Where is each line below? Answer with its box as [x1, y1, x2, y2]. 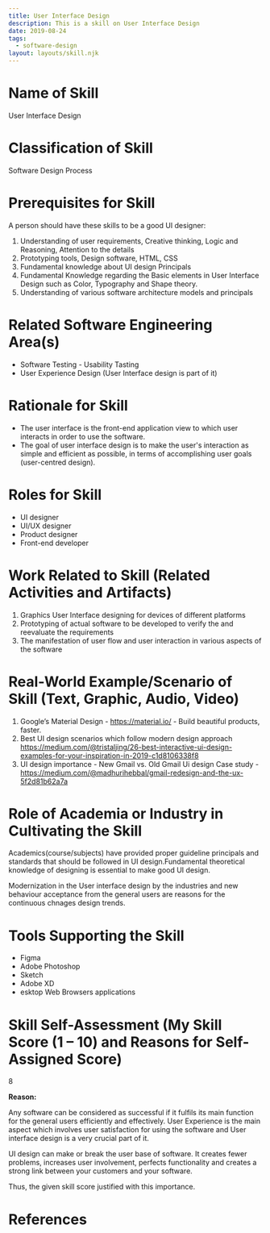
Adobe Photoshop [19, 961, 81, 972]
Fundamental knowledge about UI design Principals [19, 261, 192, 271]
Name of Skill [8, 84, 99, 102]
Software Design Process [8, 165, 93, 175]
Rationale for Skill [8, 396, 129, 414]
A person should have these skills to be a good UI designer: [8, 220, 206, 230]
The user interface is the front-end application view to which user [19, 423, 239, 432]
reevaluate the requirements [19, 627, 114, 637]
